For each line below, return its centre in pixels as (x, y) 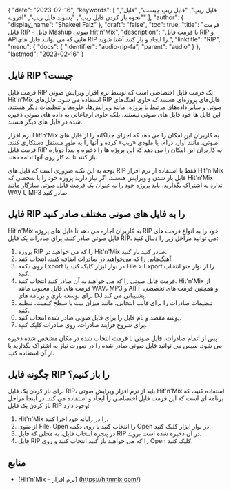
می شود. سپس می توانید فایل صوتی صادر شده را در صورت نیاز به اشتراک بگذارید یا (115, 345)
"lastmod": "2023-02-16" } (46, 54)
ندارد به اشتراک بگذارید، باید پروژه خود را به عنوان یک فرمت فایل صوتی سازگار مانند (115, 185)
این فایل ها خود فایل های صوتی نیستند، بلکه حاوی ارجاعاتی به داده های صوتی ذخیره (114, 114)
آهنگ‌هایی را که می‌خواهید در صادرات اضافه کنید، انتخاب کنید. (95, 259)
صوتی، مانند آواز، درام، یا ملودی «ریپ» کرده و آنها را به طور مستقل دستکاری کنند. (113, 142)
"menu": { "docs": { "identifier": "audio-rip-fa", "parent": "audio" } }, (104, 47)
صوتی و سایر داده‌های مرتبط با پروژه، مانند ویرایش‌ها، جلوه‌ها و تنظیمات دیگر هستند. (115, 107)
